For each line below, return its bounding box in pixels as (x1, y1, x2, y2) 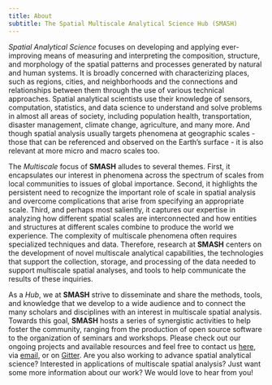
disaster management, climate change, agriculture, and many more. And (8, 120, 250, 129)
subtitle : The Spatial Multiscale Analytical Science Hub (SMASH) (8, 20, 238, 28)
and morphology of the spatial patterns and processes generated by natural (8, 59, 262, 69)
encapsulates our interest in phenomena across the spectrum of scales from (8, 170, 264, 180)
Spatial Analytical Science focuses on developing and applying (8, 42, 220, 51)
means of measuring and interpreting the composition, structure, (43, 50, 261, 60)
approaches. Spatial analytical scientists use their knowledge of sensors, (8, 94, 253, 103)
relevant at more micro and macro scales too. (8, 146, 160, 155)
